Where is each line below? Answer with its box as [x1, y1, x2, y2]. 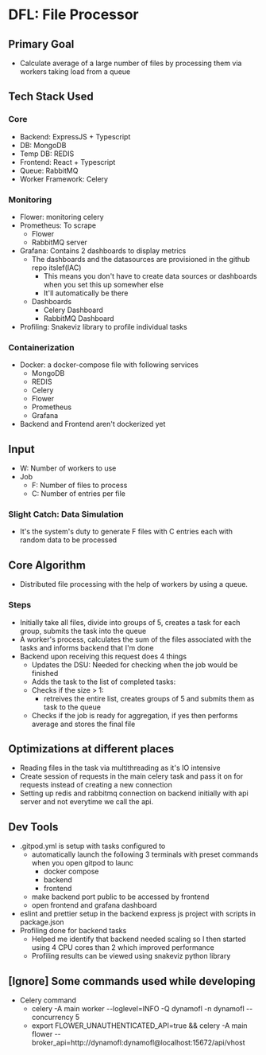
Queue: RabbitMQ [19, 166, 79, 175]
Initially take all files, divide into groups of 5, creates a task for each [19, 617, 241, 627]
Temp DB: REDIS [19, 149, 75, 158]
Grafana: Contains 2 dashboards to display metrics [19, 245, 187, 256]
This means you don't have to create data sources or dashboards [43, 271, 257, 280]
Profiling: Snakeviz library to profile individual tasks [19, 322, 188, 331]
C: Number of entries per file [31, 489, 125, 498]
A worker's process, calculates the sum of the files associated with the [19, 635, 252, 644]
